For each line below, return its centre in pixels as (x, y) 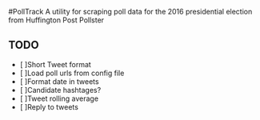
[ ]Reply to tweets (49, 106)
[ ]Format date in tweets (59, 81)
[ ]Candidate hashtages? (60, 90)
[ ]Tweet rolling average (59, 98)
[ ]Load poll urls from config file (72, 73)
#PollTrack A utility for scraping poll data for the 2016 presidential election (130, 12)
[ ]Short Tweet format (56, 64)
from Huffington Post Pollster (56, 20)
